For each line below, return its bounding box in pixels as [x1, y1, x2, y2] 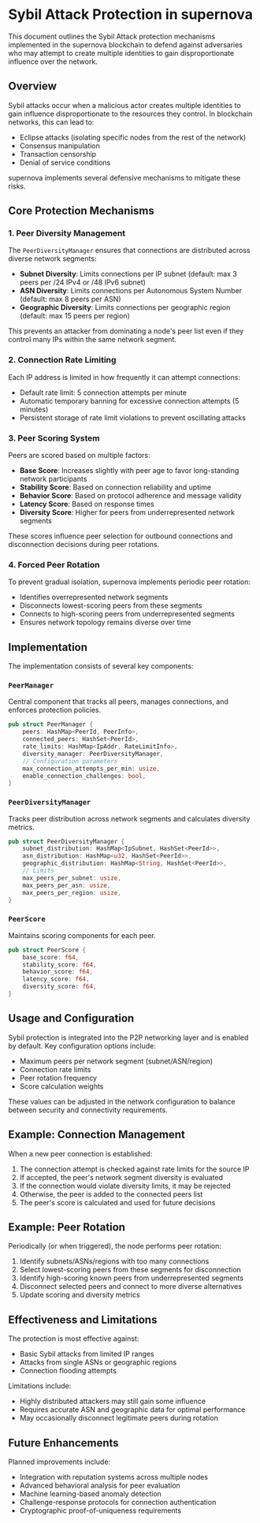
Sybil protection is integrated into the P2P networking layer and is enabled [8, 1033, 249, 1042]
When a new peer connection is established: [8, 1149, 153, 1158]
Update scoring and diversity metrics [19, 1290, 140, 1300]
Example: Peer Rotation [8, 1220, 126, 1234]
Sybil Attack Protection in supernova [8, 6, 254, 24]
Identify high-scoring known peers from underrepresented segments [19, 1273, 244, 1283]
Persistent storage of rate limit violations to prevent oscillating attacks [19, 412, 247, 423]
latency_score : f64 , [22, 975, 90, 983]
